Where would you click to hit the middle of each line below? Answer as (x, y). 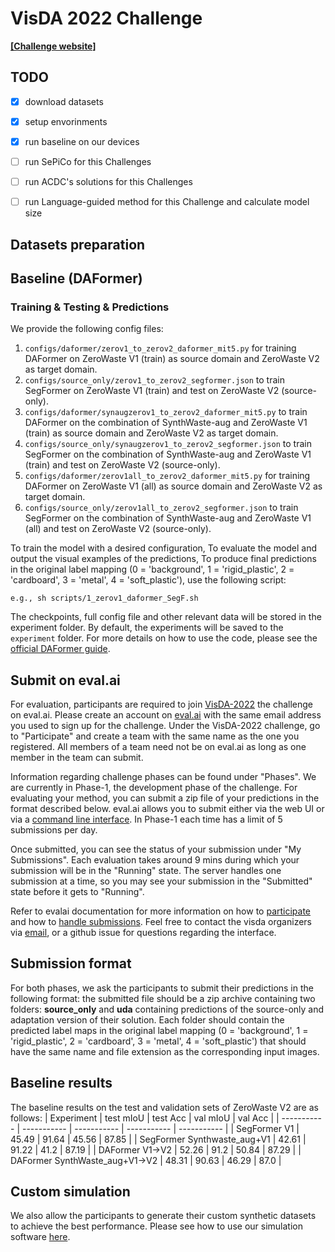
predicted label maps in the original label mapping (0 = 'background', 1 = (159, 1030)
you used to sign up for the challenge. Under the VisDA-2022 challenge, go (165, 726)
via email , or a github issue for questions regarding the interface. (143, 933)
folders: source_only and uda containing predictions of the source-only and (167, 1009)
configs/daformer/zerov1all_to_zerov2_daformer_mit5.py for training (167, 476)
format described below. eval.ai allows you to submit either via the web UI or (167, 809)
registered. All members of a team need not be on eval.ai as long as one (158, 747)
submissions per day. (54, 830)
